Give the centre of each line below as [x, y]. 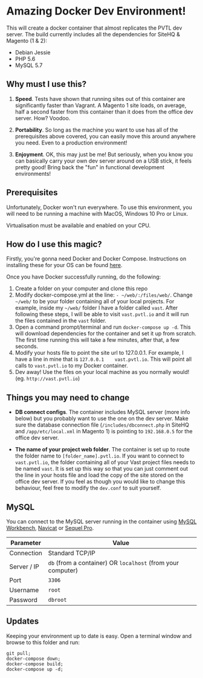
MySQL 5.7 [29, 65]
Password [24, 600]
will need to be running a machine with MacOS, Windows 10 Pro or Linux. [97, 213]
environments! [33, 173]
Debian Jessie [33, 52]
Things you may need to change [68, 397]
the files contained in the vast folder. [61, 321]
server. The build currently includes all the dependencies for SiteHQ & [93, 34]
